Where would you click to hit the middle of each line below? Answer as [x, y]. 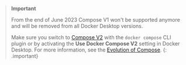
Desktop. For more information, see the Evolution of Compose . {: [89, 50]
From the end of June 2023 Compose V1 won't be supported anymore [96, 20]
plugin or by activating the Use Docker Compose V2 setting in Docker [95, 44]
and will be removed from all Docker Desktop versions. [77, 26]
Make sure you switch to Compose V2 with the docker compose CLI [91, 37]
